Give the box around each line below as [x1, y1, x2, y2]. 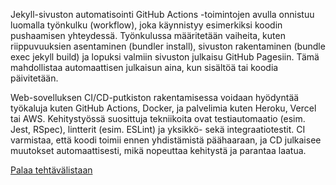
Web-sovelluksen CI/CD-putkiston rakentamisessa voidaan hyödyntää [10, 92, 300, 103]
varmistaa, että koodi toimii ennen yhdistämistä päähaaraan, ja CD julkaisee [10, 134, 322, 146]
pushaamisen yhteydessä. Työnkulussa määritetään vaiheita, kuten [10, 30, 286, 41]
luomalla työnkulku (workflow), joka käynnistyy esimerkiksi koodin [10, 19, 283, 31]
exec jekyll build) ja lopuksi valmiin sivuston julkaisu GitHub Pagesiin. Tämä [10, 51, 320, 63]
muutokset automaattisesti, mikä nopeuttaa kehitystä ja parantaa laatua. [10, 145, 307, 156]
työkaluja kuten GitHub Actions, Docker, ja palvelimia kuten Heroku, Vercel [10, 102, 317, 114]
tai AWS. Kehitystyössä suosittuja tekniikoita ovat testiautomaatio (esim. [10, 113, 306, 124]
